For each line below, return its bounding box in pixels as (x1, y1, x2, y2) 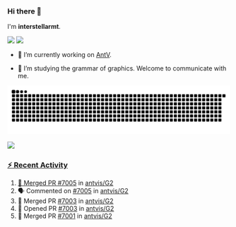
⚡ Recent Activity (7, 160, 69, 170)
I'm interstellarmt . (7, 23, 61, 31)
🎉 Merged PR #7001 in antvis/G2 (17, 211, 113, 221)
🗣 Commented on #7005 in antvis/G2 (17, 187, 129, 195)
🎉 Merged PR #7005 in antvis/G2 (17, 179, 114, 188)
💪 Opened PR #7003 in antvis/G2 (17, 204, 114, 213)
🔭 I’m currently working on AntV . (17, 51, 112, 59)
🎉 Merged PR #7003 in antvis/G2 (17, 197, 114, 205)
